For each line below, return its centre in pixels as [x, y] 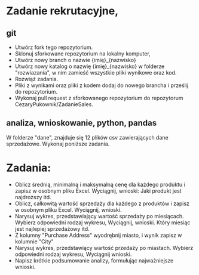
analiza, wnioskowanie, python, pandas [82, 123]
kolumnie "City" [34, 241]
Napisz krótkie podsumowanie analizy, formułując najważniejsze [94, 260]
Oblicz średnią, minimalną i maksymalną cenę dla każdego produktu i [100, 184]
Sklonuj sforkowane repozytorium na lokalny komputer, [82, 54]
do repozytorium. [36, 92]
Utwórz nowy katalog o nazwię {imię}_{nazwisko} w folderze [90, 66]
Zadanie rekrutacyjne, [62, 11]
